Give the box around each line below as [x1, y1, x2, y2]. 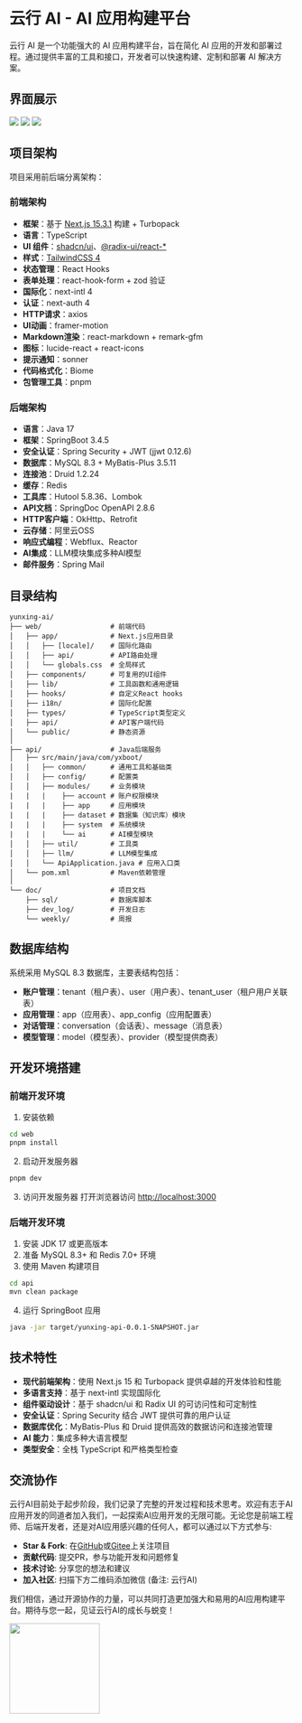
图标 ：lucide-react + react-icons [22, 342, 144, 353]
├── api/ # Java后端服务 [9, 744, 162, 754]
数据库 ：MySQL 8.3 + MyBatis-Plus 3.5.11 [22, 457, 177, 468]
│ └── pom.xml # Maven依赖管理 [9, 868, 166, 877]
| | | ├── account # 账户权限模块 [9, 791, 160, 801]
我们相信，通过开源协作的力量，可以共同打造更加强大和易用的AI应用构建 [9, 1593, 278, 1604]
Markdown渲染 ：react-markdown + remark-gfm [22, 331, 204, 342]
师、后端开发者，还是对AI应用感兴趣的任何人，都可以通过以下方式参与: [9, 1521, 272, 1531]
